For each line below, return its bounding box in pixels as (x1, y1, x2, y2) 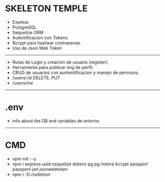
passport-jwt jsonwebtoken (12, 166, 68, 172)
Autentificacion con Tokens (12, 35, 68, 41)
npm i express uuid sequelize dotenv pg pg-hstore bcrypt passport (12, 161, 148, 167)
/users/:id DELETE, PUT (12, 74, 60, 81)
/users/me (12, 80, 33, 86)
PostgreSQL (12, 24, 37, 30)
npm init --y (12, 156, 37, 161)
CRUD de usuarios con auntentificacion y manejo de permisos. (12, 69, 139, 75)
